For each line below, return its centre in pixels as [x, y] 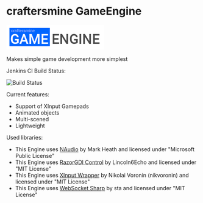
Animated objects [37, 112]
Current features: [28, 94]
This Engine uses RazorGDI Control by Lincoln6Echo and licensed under [106, 162]
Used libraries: [25, 137]
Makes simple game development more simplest [67, 59]
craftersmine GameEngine [74, 11]
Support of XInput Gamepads [52, 106]
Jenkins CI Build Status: [36, 71]
